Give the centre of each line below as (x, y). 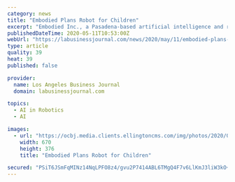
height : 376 (37, 149)
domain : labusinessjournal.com (59, 91)
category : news (29, 14)
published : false (33, 66)
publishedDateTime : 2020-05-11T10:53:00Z (69, 33)
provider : (22, 78)
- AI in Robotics (39, 110)
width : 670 (36, 142)
